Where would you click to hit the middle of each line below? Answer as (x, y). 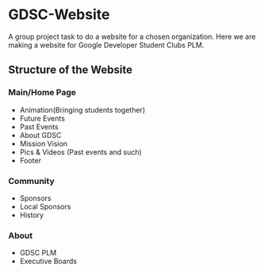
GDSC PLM (38, 253)
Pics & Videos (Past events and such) (81, 151)
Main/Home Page (42, 93)
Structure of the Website (71, 70)
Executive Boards (48, 261)
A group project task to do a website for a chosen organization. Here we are (132, 36)
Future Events (42, 118)
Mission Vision (44, 144)
